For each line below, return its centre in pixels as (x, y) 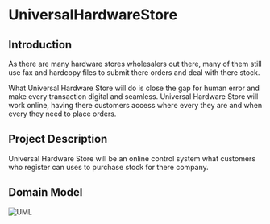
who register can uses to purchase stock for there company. (109, 167)
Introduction (40, 45)
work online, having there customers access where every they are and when (135, 105)
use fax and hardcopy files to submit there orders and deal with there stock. (134, 73)
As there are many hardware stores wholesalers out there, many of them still (135, 64)
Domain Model (46, 192)
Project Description (58, 139)
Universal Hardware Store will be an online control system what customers (132, 158)
